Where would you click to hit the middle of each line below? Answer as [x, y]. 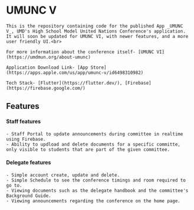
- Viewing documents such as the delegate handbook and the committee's [97, 190]
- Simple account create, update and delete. [63, 175]
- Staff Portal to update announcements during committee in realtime [95, 134]
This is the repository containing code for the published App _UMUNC [95, 26]
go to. [14, 185]
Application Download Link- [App [47, 67]
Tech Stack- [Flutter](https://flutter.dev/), [64, 83]
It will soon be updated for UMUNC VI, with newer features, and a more [97, 36]
